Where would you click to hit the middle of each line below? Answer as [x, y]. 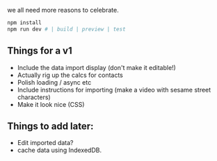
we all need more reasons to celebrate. [63, 10]
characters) [34, 97]
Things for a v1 [40, 51]
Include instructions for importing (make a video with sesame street [114, 90]
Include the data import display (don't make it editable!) [96, 67]
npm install [24, 23]
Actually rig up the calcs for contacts [70, 75]
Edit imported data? [46, 143]
